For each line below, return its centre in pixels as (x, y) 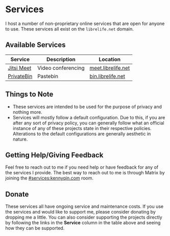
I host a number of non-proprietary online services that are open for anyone (85, 23)
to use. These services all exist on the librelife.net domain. (70, 29)
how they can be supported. (35, 228)
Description (61, 59)
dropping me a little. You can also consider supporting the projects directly (84, 217)
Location (110, 59)
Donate (17, 194)
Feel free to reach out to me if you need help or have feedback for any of (82, 167)
